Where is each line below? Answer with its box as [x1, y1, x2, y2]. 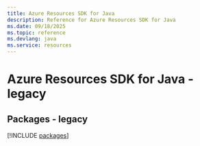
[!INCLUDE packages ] [7, 132, 69, 139]
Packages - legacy [7, 113, 88, 125]
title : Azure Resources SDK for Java [7, 10, 115, 17]
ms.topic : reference [7, 29, 66, 36]
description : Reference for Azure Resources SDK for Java [7, 16, 176, 23]
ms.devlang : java [7, 36, 57, 42]
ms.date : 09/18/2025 [7, 23, 66, 29]
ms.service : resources [7, 42, 72, 49]
